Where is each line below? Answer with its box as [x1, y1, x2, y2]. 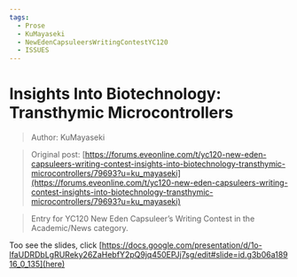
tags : [9, 12, 29, 22]
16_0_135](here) [9, 258, 66, 270]
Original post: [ [30, 150, 86, 160]
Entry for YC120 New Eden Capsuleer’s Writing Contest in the [30, 213, 255, 224]
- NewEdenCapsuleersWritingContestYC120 [17, 37, 168, 47]
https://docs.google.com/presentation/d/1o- [101, 240, 263, 250]
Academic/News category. [30, 223, 129, 234]
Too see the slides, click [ [9, 240, 103, 250]
